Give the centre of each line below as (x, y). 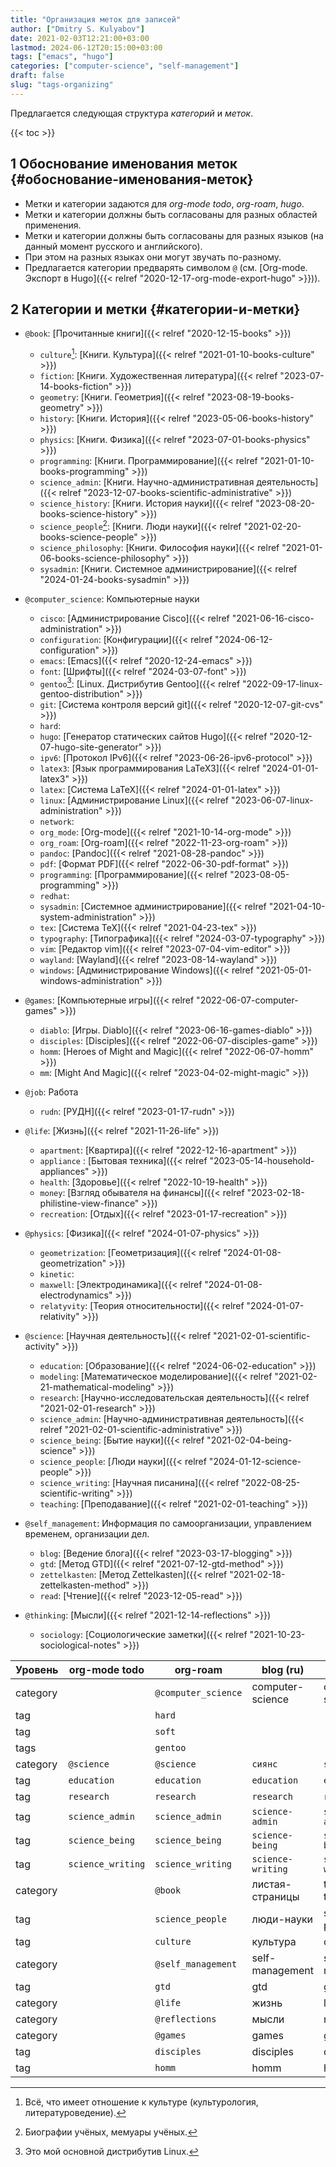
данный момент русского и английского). (113, 246)
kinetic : (57, 1274)
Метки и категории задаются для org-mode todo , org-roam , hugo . (164, 203)
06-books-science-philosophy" (105, 558)
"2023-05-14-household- (262, 1161)
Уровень (37, 1670)
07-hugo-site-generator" (91, 747)
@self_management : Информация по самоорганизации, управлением (168, 1523)
